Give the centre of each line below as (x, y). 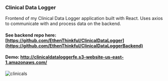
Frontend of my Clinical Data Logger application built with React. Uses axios (84, 18)
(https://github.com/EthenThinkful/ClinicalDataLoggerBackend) (74, 45)
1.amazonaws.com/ (26, 62)
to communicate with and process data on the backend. (63, 23)
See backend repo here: (31, 35)
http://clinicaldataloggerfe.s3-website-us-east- (72, 57)
